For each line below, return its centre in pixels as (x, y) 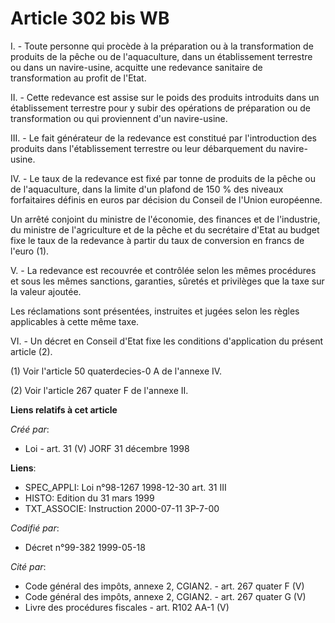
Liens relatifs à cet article (64, 409)
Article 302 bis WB (90, 18)
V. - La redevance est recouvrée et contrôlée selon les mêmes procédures (163, 270)
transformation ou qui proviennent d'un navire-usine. (119, 118)
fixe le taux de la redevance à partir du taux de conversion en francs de (157, 240)
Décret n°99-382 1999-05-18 (85, 547)
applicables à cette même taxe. (75, 321)
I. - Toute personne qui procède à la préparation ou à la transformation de (162, 46)
